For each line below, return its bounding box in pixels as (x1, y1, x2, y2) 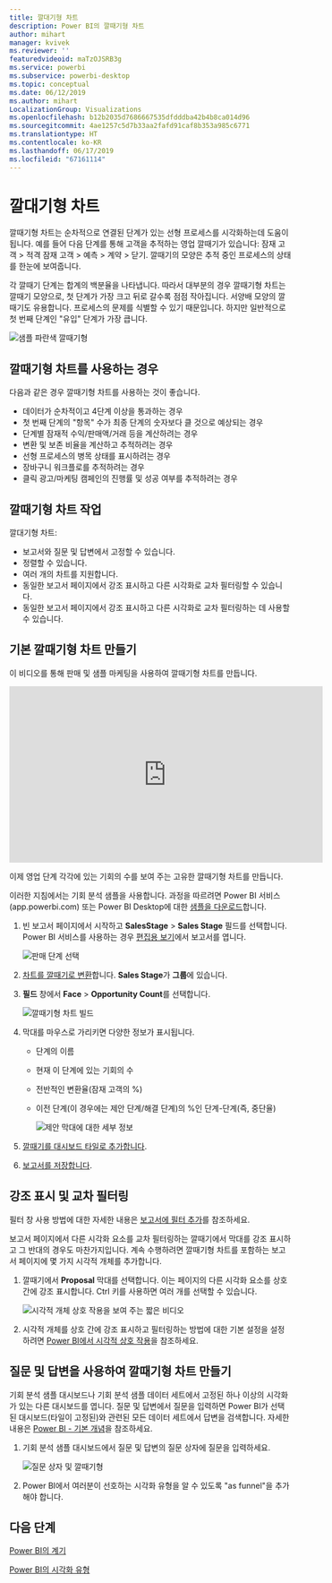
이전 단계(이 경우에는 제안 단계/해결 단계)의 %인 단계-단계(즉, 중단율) (35, 1103, 277, 1114)
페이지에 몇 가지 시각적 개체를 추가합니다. (18, 1255, 163, 1266)
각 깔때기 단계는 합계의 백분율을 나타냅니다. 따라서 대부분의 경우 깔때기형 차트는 (9, 280, 286, 291)
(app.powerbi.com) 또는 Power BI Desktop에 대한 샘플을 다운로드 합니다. (9, 901, 267, 912)
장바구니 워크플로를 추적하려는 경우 (21, 462, 145, 473)
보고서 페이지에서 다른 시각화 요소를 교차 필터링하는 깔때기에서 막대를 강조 (9, 1233, 268, 1243)
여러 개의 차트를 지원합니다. (21, 569, 119, 580)
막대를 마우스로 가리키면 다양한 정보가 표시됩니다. (21, 1027, 195, 1037)
